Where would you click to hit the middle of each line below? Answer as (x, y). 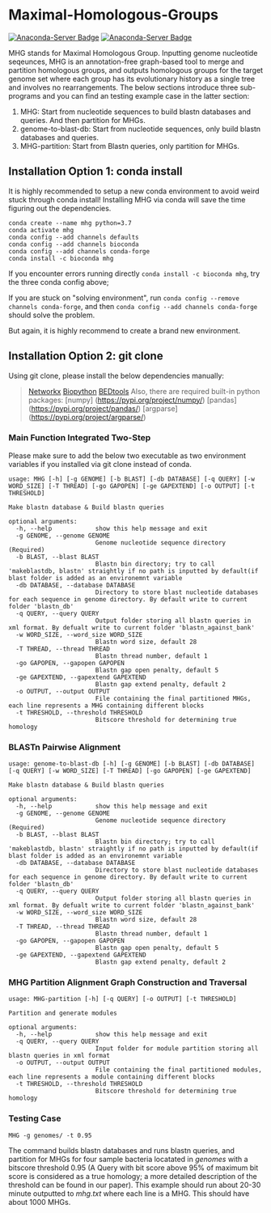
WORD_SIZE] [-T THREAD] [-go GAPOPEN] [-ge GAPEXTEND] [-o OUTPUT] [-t (131, 486)
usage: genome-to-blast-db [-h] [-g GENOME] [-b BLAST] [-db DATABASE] (131, 764)
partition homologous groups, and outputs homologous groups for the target (136, 70)
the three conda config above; (59, 282)
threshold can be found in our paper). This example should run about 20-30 (135, 1185)
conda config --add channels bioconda (74, 244)
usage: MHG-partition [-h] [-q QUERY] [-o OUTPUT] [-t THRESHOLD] (123, 999)
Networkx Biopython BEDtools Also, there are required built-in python (144, 391)
